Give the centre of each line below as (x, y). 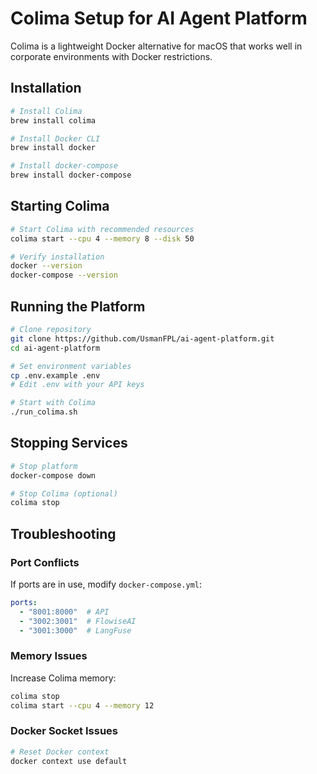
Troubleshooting (63, 533)
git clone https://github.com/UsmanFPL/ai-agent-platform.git (142, 338)
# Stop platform (44, 466)
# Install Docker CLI (55, 138)
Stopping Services (69, 443)
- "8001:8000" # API (64, 612)
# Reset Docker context (60, 752)
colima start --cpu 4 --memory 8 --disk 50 (102, 238)
